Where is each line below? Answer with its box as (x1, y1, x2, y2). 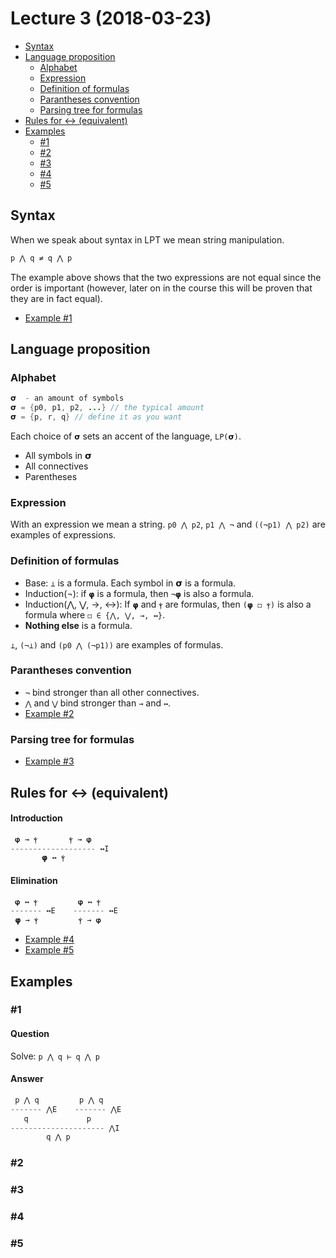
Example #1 (24, 312, 73, 324)
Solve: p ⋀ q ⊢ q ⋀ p (10, 1050, 100, 1062)
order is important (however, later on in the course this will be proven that (10, 282, 313, 294)
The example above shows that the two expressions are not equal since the (10, 271, 322, 283)
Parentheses (24, 470, 78, 482)
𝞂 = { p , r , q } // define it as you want (10, 412, 183, 422)
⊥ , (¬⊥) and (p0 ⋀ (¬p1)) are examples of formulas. (10, 638, 224, 651)
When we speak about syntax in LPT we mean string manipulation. (10, 233, 285, 246)
